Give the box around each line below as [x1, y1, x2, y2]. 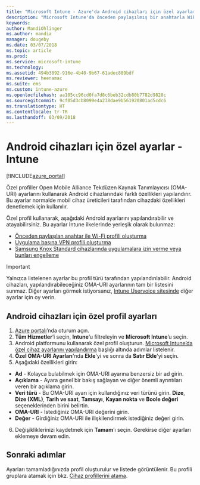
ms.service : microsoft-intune [6, 59, 82, 65]
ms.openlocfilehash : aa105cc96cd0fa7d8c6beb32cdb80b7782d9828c [6, 92, 167, 98]
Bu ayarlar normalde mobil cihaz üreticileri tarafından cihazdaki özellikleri [6, 197, 186, 204]
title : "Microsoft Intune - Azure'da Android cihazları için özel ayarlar [6, 8, 196, 15]
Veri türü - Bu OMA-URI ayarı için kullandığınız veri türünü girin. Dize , [14, 389, 186, 396]
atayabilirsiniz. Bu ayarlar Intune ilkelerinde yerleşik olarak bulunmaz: [6, 221, 176, 228]
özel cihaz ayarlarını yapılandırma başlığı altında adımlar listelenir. [14, 346, 176, 353]
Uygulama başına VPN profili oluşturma [14, 239, 111, 246]
